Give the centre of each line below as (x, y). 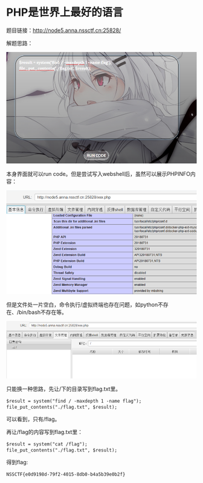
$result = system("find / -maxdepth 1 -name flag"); (74, 401)
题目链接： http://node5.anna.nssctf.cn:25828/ (64, 30)
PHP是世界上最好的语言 (65, 12)
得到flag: (17, 462)
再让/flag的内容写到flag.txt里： (45, 432)
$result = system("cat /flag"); (47, 444)
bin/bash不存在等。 (43, 313)
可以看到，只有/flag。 (33, 419)
